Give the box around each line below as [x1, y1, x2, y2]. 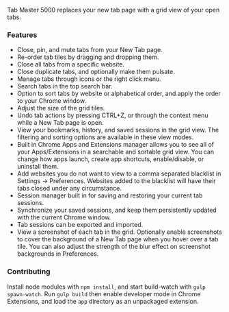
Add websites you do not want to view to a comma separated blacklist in [16, 169, 221, 178]
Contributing [7, 267, 51, 276]
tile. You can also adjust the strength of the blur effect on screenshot [16, 243, 211, 251]
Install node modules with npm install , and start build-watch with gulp [7, 283, 206, 291]
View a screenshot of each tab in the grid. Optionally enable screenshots [16, 228, 222, 236]
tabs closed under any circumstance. [16, 184, 122, 193]
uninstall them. [16, 163, 59, 171]
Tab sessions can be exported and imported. [16, 221, 144, 229]
